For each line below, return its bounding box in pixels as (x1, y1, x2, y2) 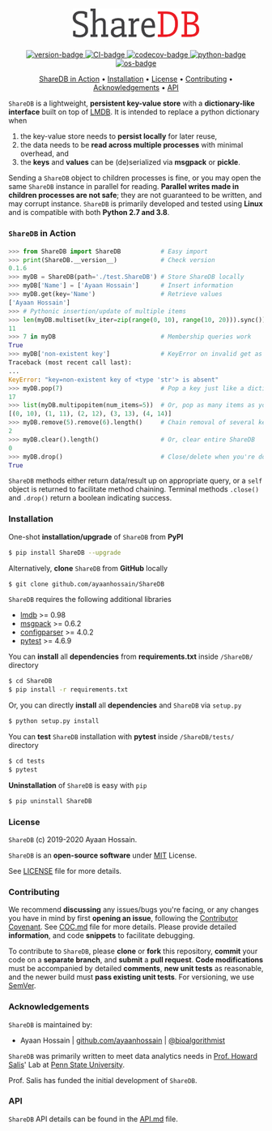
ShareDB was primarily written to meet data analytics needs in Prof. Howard (8, 1051, 257, 1060)
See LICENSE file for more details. (8, 866, 122, 875)
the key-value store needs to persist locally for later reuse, (19, 131, 218, 141)
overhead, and (19, 148, 69, 158)
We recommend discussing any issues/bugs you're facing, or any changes (8, 905, 259, 914)
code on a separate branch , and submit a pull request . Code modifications (8, 955, 264, 965)
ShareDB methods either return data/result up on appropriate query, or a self (8, 475, 263, 486)
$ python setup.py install (8, 717, 100, 725)
